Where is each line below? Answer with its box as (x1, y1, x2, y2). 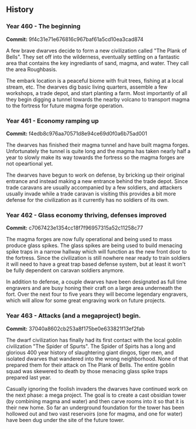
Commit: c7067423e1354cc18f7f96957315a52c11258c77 (6, 224, 143, 231)
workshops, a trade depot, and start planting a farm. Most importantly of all (6, 89, 187, 96)
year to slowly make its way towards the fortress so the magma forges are (6, 154, 184, 161)
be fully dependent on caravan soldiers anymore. (6, 267, 125, 274)
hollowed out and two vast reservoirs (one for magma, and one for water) (6, 410, 183, 417)
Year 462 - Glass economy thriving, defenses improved (6, 211, 167, 219)
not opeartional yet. (6, 160, 53, 167)
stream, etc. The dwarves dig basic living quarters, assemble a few (6, 83, 168, 90)
